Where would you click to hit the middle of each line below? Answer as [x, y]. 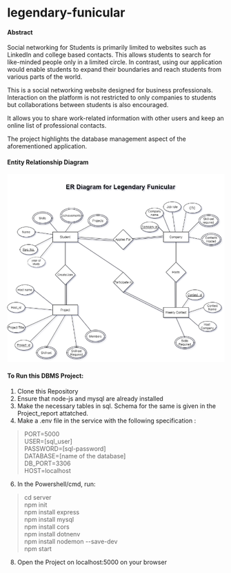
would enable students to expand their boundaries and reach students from [114, 70]
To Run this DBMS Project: [46, 376]
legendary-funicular [66, 13]
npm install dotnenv [52, 534]
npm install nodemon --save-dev [71, 541]
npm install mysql [49, 519]
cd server [38, 497]
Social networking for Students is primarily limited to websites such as [107, 48]
